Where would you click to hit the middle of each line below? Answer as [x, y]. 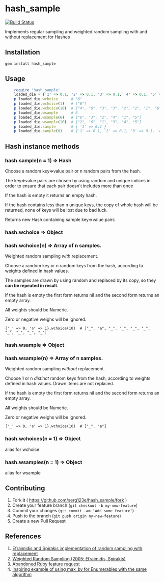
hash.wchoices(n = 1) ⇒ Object [43, 439]
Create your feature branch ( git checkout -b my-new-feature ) [75, 505]
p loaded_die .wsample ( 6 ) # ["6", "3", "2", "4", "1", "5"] [78, 117]
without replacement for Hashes [38, 37]
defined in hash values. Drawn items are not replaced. [60, 384]
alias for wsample [23, 473]
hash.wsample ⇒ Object [35, 345]
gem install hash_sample [30, 64]
